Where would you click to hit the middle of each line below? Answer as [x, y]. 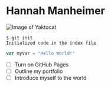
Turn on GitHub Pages [42, 64]
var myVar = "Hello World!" [41, 53]
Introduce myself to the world [50, 78]
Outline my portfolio [39, 71]
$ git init [19, 38]
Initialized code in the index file [51, 43]
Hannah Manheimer [56, 11]
